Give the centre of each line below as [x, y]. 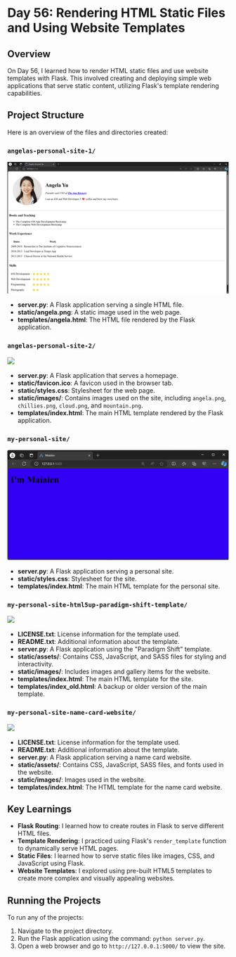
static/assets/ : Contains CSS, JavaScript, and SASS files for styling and [122, 657]
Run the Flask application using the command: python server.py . [111, 939]
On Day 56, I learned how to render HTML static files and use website [108, 71]
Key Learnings [40, 809]
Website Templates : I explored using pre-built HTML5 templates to [114, 871]
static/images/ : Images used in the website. [81, 780]
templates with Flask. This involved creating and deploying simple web [110, 78]
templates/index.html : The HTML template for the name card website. [120, 787]
